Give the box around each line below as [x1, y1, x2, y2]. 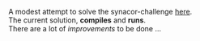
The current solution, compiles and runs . [8, 15, 147, 25]
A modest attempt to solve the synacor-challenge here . [8, 7, 193, 16]
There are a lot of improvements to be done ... [8, 24, 162, 33]
